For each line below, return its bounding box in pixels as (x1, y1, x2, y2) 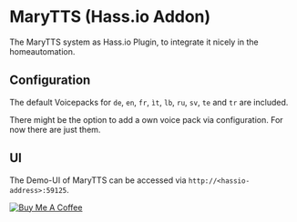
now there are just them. (9, 124, 101, 135)
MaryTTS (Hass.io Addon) (9, 6, 211, 27)
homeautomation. (9, 45, 76, 56)
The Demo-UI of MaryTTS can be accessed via (9, 175, 187, 186)
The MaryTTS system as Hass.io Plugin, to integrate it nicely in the (9, 36, 259, 47)
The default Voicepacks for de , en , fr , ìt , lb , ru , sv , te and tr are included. (9, 96, 289, 107)
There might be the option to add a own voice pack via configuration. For (9, 114, 284, 125)
